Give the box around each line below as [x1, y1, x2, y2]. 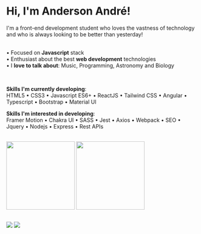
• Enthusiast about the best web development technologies [6, 55, 156, 62]
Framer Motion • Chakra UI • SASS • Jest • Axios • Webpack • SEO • [6, 116, 181, 124]
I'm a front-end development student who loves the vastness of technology [6, 24, 195, 32]
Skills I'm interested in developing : [6, 110, 95, 117]
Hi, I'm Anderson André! [6, 4, 131, 18]
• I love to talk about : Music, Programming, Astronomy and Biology [6, 62, 175, 69]
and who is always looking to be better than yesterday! [6, 30, 143, 38]
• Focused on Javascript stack [6, 48, 84, 56]
